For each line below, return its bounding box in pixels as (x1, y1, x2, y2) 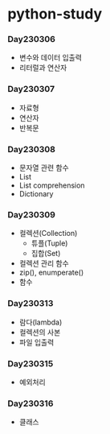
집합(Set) (31, 249, 61, 258)
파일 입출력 (18, 337, 55, 347)
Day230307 (7, 84, 55, 95)
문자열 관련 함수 (18, 163, 69, 173)
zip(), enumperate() (18, 267, 84, 278)
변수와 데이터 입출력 (18, 53, 82, 63)
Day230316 (7, 398, 54, 409)
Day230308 (7, 143, 56, 155)
